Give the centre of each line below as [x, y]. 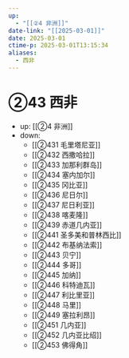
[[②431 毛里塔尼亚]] [66, 144]
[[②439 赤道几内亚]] [66, 224]
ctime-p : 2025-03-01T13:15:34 [59, 46]
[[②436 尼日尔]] [60, 195]
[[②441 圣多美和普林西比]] [76, 235]
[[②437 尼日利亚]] [63, 204]
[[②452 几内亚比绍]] [66, 335]
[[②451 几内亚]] [59, 324]
